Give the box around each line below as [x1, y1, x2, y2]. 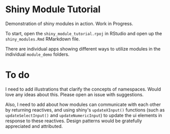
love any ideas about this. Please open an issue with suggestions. [5, 91, 144, 98]
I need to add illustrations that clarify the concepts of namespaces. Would [5, 86, 161, 92]
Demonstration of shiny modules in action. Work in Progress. [5, 20, 133, 27]
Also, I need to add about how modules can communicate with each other [5, 101, 161, 107]
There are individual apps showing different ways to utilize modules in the [5, 46, 161, 52]
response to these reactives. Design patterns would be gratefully [5, 118, 142, 124]
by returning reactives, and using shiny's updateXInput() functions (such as [5, 106, 165, 113]
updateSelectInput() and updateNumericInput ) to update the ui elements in [5, 112, 162, 118]
